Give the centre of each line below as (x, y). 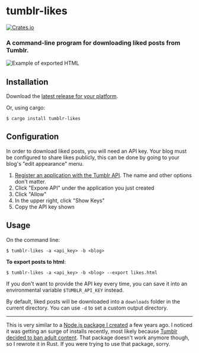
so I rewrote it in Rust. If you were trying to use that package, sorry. (88, 343)
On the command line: (33, 239)
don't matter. (30, 181)
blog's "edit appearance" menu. (45, 163)
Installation (27, 82)
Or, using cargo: (26, 108)
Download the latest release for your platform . (62, 96)
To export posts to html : (36, 261)
